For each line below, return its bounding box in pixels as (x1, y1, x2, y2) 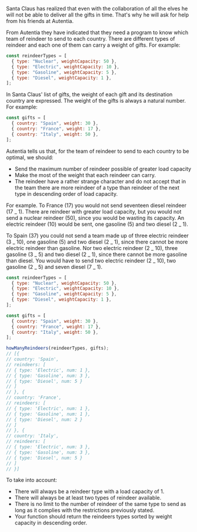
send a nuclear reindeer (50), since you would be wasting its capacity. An (6, 214, 185, 221)
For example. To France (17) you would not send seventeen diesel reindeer (6, 202, 187, 209)
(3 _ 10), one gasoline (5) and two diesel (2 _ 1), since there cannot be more (6, 238, 188, 245)
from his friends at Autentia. (6, 18, 74, 24)
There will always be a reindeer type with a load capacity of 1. (14, 488, 165, 495)
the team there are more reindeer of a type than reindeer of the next (14, 184, 180, 191)
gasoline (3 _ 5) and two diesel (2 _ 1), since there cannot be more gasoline (6, 251, 188, 258)
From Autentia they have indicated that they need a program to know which (6, 29, 189, 36)
